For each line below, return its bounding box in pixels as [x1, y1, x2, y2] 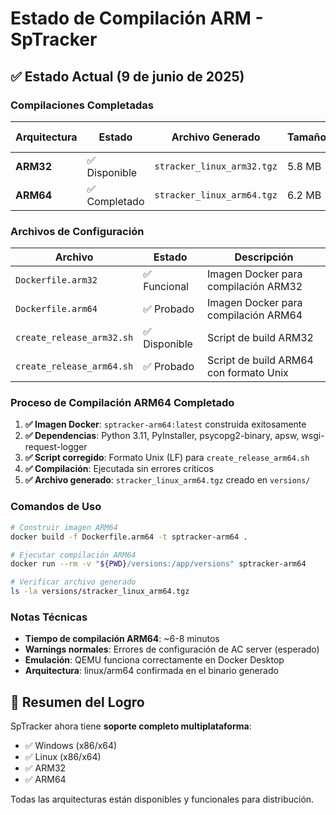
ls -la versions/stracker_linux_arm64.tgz [10, 587, 190, 597]
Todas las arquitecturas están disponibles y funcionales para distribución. [10, 793, 315, 806]
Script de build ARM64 [207, 353, 314, 367]
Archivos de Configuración [10, 224, 145, 238]
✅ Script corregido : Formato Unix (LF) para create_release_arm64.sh [24, 452, 310, 464]
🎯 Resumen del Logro [10, 693, 145, 711]
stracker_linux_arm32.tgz [154, 160, 278, 172]
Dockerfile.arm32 [15, 275, 98, 286]
